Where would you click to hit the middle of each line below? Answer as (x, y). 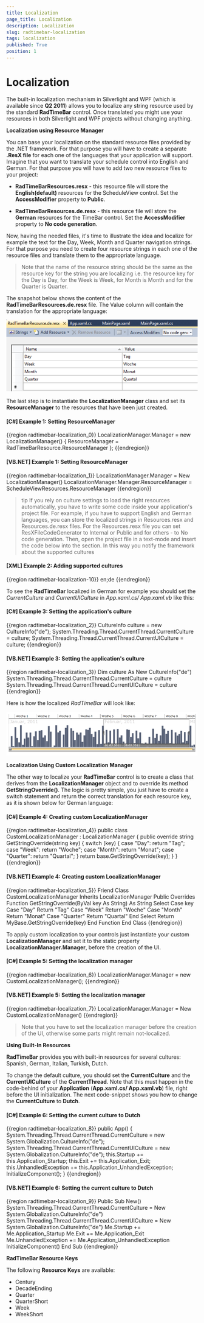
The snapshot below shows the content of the (64, 298)
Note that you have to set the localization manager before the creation (109, 1027)
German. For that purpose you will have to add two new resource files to (97, 168)
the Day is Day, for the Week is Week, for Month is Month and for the (107, 279)
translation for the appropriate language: (57, 311)
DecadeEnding (34, 1288)
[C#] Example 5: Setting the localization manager (70, 961)
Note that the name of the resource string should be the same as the (107, 267)
